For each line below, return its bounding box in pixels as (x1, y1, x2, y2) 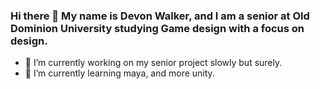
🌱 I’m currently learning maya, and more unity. (24, 67, 215, 79)
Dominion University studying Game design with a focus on (10, 21, 305, 35)
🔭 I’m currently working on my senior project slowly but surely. (24, 57, 283, 69)
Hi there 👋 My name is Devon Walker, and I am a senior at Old (10, 9, 310, 23)
